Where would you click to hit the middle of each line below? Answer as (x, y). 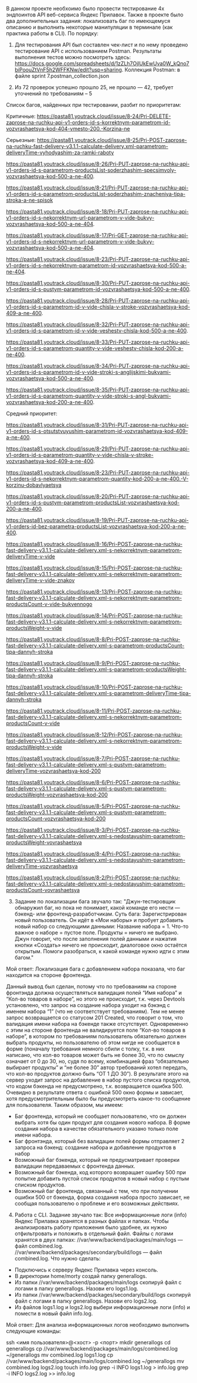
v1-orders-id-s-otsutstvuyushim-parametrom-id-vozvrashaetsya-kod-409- (97, 431)
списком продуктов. (40, 1185)
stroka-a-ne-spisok (30, 200)
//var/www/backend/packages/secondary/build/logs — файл (88, 1252)
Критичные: (21, 116)
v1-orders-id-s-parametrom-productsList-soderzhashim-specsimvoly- (91, 170)
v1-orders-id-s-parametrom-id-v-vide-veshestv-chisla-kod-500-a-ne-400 (96, 331)
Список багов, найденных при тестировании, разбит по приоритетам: (94, 105)
